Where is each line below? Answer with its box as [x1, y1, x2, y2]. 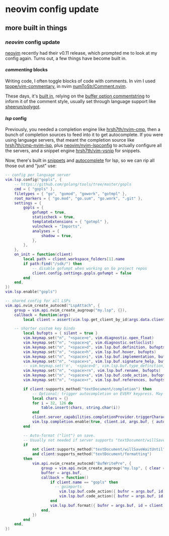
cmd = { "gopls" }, [14, 186, 55, 191]
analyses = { [32, 229, 59, 234]
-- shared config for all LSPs [5, 298, 71, 303]
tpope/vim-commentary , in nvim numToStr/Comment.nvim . [5, 83, 127, 89]
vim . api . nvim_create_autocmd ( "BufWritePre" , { [32, 461, 132, 466]
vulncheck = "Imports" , [32, 224, 82, 229]
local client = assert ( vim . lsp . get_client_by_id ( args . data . [23, 317, 152, 322]
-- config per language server [5, 172, 71, 178]
